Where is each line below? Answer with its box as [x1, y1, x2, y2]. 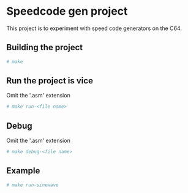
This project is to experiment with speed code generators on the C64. [6, 25, 182, 32]
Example [6, 165, 40, 176]
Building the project [6, 42, 83, 53]
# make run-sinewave [6, 182, 59, 188]
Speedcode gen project [6, 4, 128, 18]
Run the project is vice [6, 75, 94, 86]
